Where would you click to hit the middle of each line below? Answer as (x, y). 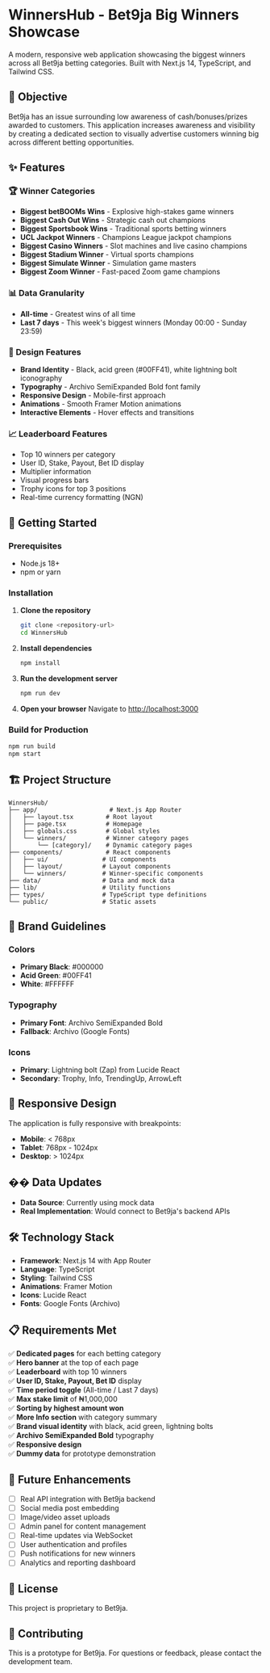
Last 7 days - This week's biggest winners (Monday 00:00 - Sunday (133, 322)
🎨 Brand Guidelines (57, 927)
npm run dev (40, 693)
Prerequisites (35, 545)
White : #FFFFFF (47, 984)
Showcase (44, 32)
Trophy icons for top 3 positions (73, 489)
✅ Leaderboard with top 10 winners (68, 1372)
